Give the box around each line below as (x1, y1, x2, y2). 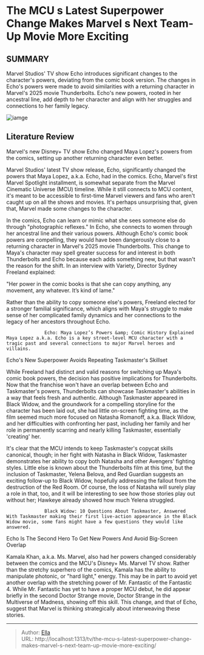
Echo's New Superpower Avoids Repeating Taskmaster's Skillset (6, 356, 168, 363)
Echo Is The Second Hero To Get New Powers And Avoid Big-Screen (6, 534, 178, 542)
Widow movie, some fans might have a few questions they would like (6, 519, 183, 525)
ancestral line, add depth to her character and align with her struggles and (6, 96, 192, 103)
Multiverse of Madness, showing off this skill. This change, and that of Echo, (6, 598, 197, 606)
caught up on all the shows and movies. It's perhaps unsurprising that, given (6, 198, 198, 206)
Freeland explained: (6, 268, 56, 276)
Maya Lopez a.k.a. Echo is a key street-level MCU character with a (6, 335, 183, 341)
